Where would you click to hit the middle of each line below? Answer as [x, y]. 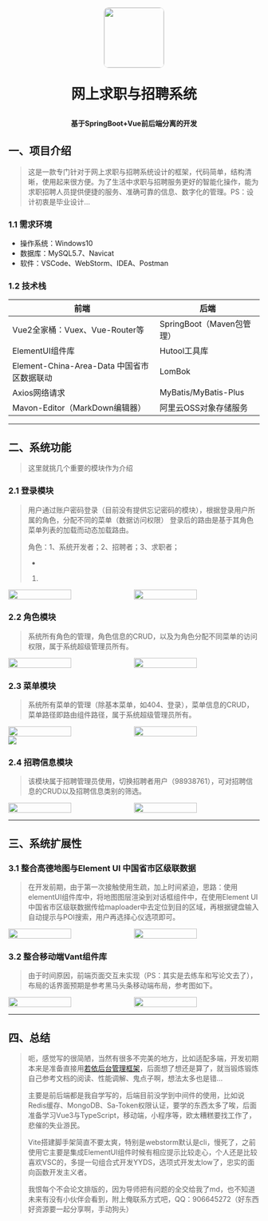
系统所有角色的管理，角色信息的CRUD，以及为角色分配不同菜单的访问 [142, 636]
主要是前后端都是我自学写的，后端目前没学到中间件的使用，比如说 [136, 1096]
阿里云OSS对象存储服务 [204, 408]
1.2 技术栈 [27, 286]
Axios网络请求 [39, 393]
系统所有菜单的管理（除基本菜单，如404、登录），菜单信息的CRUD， [140, 705]
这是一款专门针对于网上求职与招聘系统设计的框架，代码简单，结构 [136, 172]
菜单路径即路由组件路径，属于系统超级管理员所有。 [112, 715]
